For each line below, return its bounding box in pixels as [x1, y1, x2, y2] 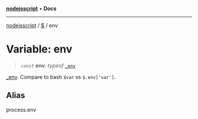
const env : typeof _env [20, 62, 76, 69]
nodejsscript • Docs [6, 5, 57, 12]
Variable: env [6, 42, 72, 56]
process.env [6, 106, 37, 113]
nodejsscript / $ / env [6, 22, 58, 29]
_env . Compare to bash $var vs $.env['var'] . [6, 73, 116, 80]
